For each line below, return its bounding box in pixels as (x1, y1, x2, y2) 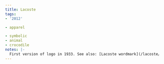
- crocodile (5, 43, 29, 48)
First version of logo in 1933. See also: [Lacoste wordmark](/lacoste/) (9, 51, 163, 56)
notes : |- (5, 47, 25, 52)
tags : (5, 12, 16, 16)
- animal (5, 38, 23, 43)
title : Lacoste (5, 7, 36, 12)
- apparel (5, 25, 25, 30)
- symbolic (5, 33, 27, 39)
